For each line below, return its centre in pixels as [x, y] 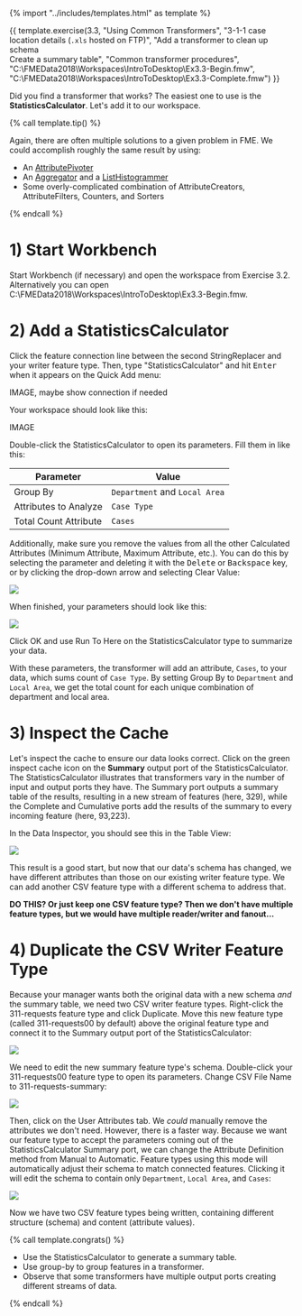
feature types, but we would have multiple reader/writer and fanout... [142, 914]
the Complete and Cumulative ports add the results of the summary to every [151, 805]
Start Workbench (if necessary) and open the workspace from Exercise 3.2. [150, 275]
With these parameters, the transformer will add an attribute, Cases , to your [148, 667]
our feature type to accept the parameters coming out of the [121, 1139]
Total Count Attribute [58, 520]
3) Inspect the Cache [89, 733]
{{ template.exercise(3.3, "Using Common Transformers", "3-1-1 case [138, 30]
